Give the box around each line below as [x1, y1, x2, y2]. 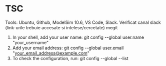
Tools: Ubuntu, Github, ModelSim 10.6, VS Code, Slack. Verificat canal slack [5, 19, 161, 25]
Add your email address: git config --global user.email [12, 45, 124, 51]
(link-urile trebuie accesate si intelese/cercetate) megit [5, 24, 118, 30]
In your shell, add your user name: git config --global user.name [12, 34, 144, 40]
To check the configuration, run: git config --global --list [12, 55, 128, 61]
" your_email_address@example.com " [12, 50, 90, 56]
